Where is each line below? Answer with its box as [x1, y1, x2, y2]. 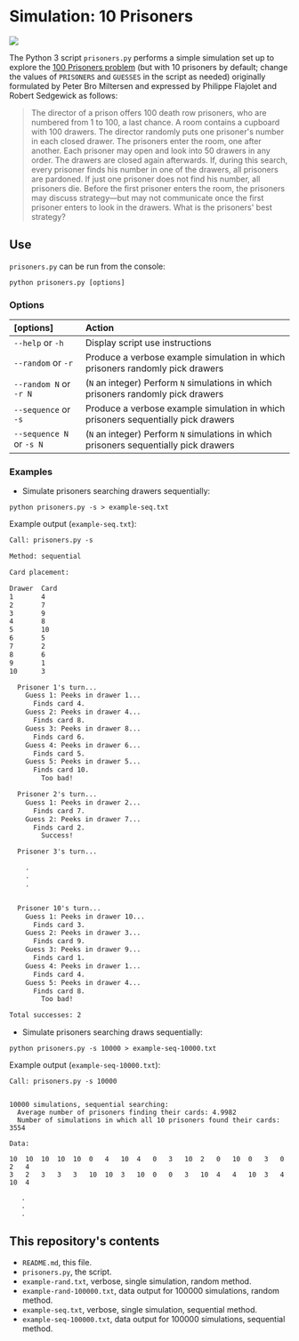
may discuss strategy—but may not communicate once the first [30, 192, 264, 203]
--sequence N [13, 429, 69, 440]
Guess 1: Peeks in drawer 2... [25, 798, 141, 807]
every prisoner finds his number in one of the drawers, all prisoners [30, 164, 279, 174]
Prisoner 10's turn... [17, 903, 101, 913]
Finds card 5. [32, 749, 86, 758]
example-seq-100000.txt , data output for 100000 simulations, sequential [21, 1314, 286, 1325]
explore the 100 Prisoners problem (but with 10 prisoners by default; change [9, 61, 288, 72]
